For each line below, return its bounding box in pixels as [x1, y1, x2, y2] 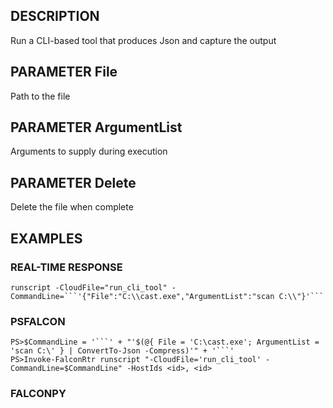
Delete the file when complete [10, 201, 134, 213]
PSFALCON [10, 314, 66, 328]
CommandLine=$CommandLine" [10, 364, 123, 374]
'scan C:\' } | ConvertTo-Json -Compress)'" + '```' [10, 346, 235, 356]
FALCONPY [10, 387, 67, 401]
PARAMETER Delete [10, 174, 137, 191]
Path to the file [10, 90, 71, 102]
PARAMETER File [10, 64, 118, 81]
